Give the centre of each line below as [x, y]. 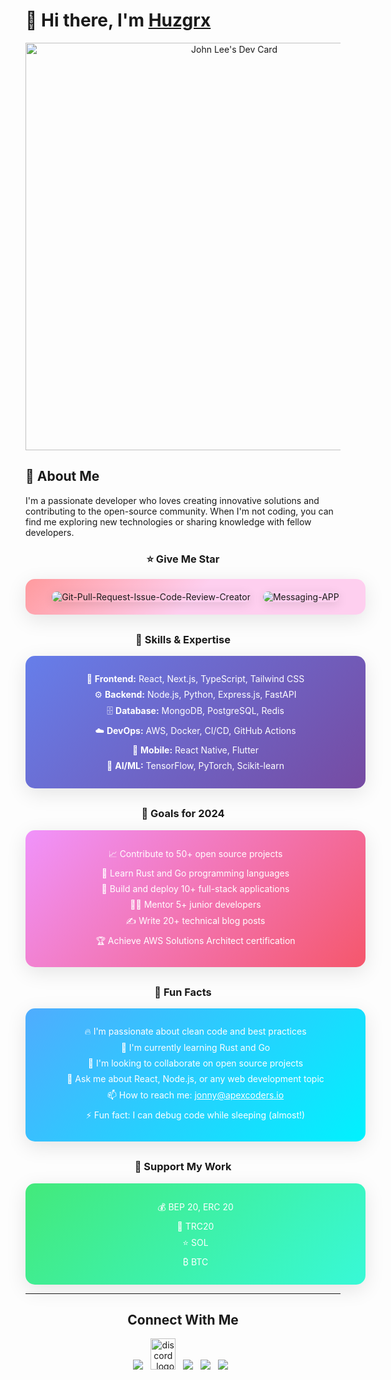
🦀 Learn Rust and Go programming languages [195, 873]
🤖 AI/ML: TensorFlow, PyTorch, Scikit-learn [195, 766]
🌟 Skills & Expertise [183, 640]
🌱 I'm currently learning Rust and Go [195, 1048]
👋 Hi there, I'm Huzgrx [118, 20]
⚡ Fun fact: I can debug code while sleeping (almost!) [195, 1115]
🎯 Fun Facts [183, 992]
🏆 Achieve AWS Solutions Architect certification [195, 940]
